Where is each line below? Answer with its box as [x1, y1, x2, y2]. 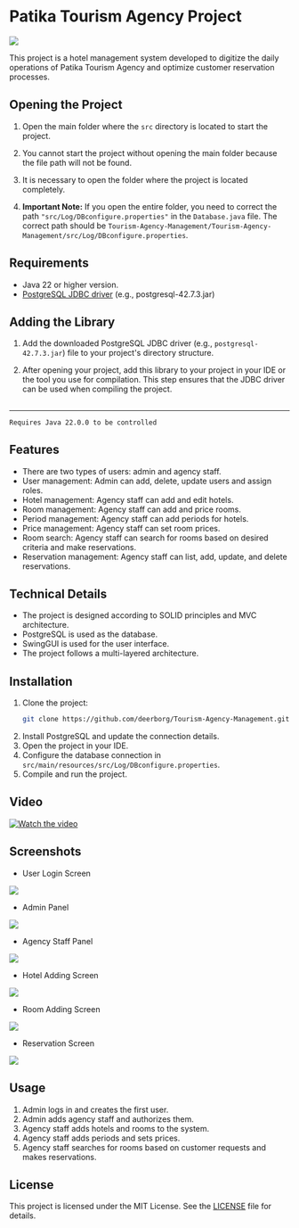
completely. [21, 184, 65, 194]
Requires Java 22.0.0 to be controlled [9, 417, 158, 427]
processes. [9, 71, 51, 82]
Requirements [9, 256, 89, 271]
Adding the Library [9, 314, 116, 329]
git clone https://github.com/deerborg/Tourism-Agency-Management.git [21, 715, 290, 724]
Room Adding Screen [21, 1003, 101, 1014]
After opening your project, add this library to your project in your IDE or [21, 365, 287, 375]
